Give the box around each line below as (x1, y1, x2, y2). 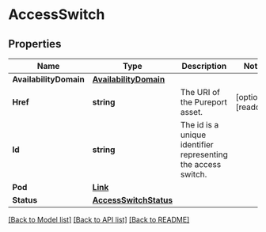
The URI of (180, 87, 220, 97)
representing (180, 149, 228, 160)
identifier (180, 139, 214, 150)
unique (180, 129, 207, 140)
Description (181, 61, 227, 71)
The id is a (180, 120, 219, 130)
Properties (8, 37, 62, 51)
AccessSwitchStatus (92, 195, 173, 205)
